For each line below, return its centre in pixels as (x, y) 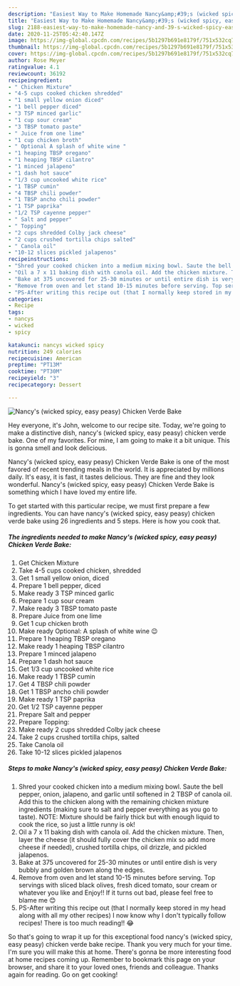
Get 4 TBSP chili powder (54, 684)
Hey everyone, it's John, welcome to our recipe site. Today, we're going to (117, 425)
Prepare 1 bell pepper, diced (59, 585)
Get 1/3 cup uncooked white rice (66, 669)
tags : (16, 312)
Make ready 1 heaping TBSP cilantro (72, 646)
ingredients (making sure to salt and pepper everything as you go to (118, 809)
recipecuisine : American (45, 358)
